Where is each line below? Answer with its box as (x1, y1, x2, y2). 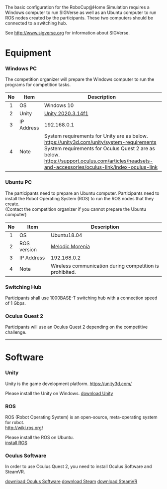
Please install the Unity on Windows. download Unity (5, 390, 113, 396)
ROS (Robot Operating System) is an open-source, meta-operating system (5, 414, 158, 420)
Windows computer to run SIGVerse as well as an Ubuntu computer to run (5, 9, 157, 15)
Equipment (5, 47, 51, 59)
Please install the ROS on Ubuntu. (5, 435, 74, 441)
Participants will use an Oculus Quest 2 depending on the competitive (5, 324, 148, 330)
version (19, 246, 37, 253)
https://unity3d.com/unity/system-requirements (44, 139, 157, 146)
